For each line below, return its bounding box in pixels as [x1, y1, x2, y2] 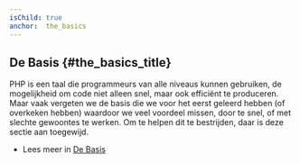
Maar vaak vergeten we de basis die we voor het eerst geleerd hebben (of [9, 98, 286, 109]
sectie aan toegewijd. [9, 127, 89, 138]
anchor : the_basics [9, 22, 88, 31]
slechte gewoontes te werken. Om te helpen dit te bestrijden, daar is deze [9, 117, 285, 128]
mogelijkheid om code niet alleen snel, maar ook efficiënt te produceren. [9, 88, 279, 99]
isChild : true [9, 13, 63, 23]
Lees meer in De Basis [22, 144, 107, 155]
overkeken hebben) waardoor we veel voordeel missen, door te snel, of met [9, 107, 292, 118]
